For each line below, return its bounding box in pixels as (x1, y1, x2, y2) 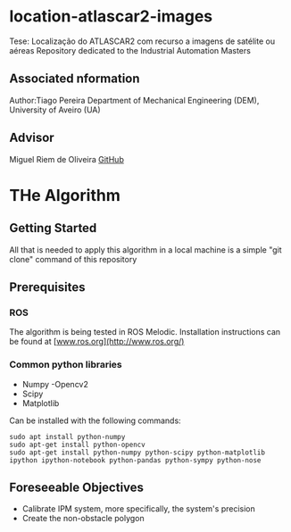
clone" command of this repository (9, 254, 137, 264)
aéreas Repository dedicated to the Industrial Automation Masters (9, 45, 252, 55)
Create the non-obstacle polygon (21, 513, 145, 524)
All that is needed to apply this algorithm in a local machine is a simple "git (9, 244, 283, 255)
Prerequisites (9, 279, 86, 295)
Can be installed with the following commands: (9, 415, 181, 426)
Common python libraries (9, 359, 122, 371)
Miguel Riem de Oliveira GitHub (9, 154, 125, 164)
